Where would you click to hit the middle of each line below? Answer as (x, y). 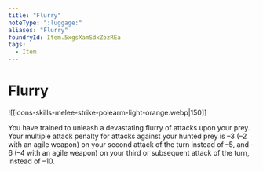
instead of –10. (31, 161)
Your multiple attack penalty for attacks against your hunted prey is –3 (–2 (128, 136)
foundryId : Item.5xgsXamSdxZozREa (65, 37)
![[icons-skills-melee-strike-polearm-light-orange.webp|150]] (108, 112)
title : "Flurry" (35, 15)
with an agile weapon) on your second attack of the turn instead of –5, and (129, 144)
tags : (17, 45)
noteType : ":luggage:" (45, 23)
